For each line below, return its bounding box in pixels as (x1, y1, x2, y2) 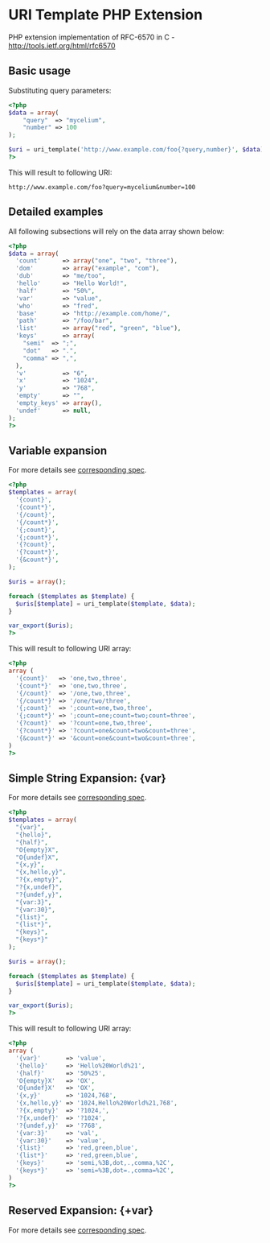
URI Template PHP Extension (8, 6, 203, 24)
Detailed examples (8, 205, 104, 219)
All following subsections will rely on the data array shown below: (8, 226, 225, 236)
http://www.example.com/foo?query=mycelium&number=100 (8, 183, 196, 191)
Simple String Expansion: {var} (8, 771, 166, 785)
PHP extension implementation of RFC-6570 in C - (8, 32, 175, 42)
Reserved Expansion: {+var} (8, 1204, 154, 1217)
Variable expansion (8, 444, 107, 457)
